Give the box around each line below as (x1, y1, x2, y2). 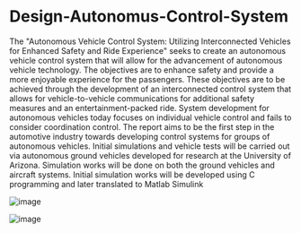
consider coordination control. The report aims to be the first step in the (9, 121, 275, 132)
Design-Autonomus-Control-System (9, 6, 289, 27)
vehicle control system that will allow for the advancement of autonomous (9, 55, 283, 65)
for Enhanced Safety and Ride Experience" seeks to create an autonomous (9, 45, 287, 56)
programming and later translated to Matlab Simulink (9, 178, 204, 189)
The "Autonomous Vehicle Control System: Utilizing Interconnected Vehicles (9, 36, 291, 47)
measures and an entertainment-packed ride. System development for (9, 102, 270, 113)
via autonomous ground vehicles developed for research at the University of (9, 150, 292, 160)
